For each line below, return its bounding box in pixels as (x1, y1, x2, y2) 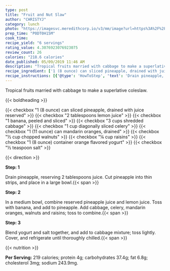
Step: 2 (5, 189, 21, 195)
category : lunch (5, 21, 39, 27)
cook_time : (5, 36, 28, 41)
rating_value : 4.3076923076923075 (5, 45, 78, 50)
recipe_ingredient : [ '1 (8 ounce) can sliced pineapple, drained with (5, 69, 157, 74)
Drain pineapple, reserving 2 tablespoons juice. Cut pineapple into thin (5, 174, 152, 180)
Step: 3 (5, 219, 21, 225)
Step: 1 (5, 164, 20, 170)
